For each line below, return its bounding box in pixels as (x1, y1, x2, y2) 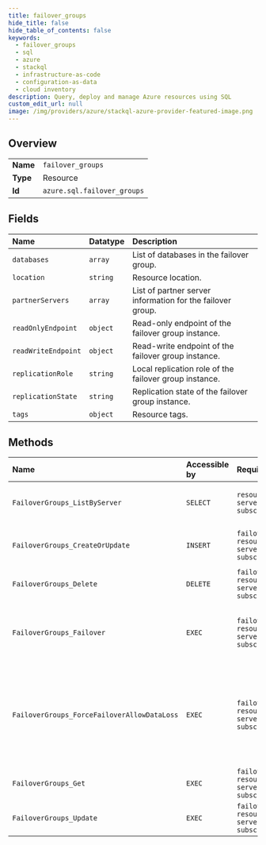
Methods (8, 436, 54, 449)
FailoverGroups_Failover (12, 628, 106, 637)
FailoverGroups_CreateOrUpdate (12, 541, 131, 550)
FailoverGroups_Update (12, 814, 97, 823)
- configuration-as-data (15, 78, 97, 86)
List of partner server (131, 285, 211, 296)
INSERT (185, 541, 211, 550)
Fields (8, 212, 40, 226)
